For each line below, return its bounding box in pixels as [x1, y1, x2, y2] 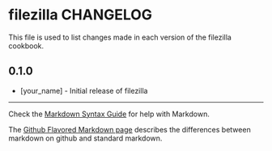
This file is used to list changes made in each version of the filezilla [8, 32, 232, 42]
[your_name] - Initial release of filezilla [19, 86, 148, 95]
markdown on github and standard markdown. [8, 133, 163, 143]
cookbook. [8, 40, 45, 50]
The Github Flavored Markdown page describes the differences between [8, 124, 251, 134]
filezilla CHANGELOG [8, 6, 152, 24]
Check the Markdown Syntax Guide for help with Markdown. [8, 109, 210, 119]
